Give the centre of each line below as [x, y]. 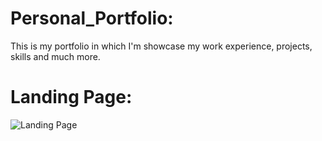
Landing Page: [71, 97]
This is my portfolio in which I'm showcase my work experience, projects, [161, 46]
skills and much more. [55, 56]
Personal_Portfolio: [92, 18]
